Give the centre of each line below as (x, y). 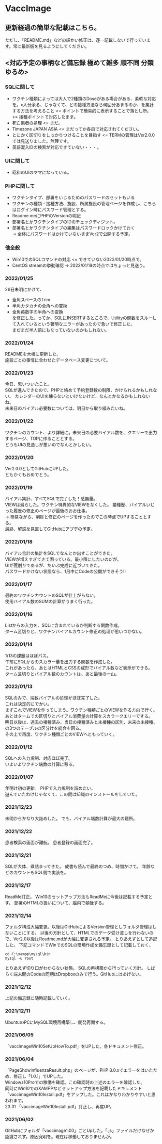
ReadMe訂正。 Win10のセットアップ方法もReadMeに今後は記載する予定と (79, 897)
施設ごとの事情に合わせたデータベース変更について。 (58, 360)
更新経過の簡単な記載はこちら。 (53, 27)
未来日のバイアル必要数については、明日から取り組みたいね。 (66, 409)
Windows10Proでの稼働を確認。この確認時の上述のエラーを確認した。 (75, 1082)
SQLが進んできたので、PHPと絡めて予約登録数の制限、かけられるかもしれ (79, 390)
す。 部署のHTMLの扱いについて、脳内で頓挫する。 (56, 902)
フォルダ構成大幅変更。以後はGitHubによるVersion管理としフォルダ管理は (79, 927)
